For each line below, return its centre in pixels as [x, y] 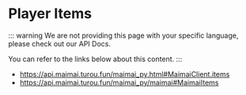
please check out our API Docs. [59, 43]
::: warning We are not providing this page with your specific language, [123, 35]
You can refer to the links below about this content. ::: [95, 59]
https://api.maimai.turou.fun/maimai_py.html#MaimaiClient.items [125, 74]
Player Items [50, 14]
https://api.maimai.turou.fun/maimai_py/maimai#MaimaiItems [119, 82]
